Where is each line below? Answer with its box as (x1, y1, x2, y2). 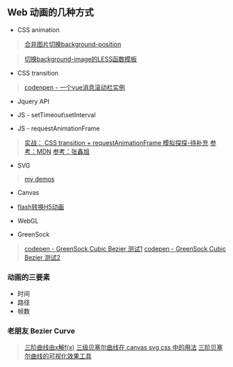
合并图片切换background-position (24, 40, 122, 48)
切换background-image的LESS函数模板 (24, 54, 137, 63)
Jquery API (17, 97, 50, 105)
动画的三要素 (7, 272, 51, 282)
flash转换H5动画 (17, 202, 65, 211)
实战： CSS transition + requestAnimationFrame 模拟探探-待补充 (24, 138, 209, 147)
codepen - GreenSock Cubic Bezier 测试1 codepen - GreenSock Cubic (24, 244, 226, 253)
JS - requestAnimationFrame (17, 124, 100, 133)
